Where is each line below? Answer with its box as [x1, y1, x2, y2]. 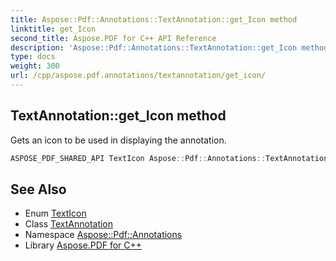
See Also [10, 181, 67, 198]
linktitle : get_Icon [10, 24, 97, 34]
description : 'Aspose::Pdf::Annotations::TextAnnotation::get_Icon [10, 42, 298, 53]
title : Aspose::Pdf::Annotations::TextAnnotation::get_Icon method [10, 14, 298, 25]
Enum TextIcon [24, 207, 87, 220]
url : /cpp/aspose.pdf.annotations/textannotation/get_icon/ [10, 71, 267, 81]
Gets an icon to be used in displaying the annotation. [10, 134, 227, 146]
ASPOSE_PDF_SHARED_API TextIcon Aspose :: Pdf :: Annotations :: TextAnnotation [10, 153, 329, 163]
